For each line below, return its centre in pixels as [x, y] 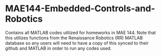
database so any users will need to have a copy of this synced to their [77, 43]
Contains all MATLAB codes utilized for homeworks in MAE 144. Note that [80, 32]
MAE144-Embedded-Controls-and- [80, 9]
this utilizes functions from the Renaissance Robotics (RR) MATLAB [74, 38]
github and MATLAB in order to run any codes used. [59, 48]
